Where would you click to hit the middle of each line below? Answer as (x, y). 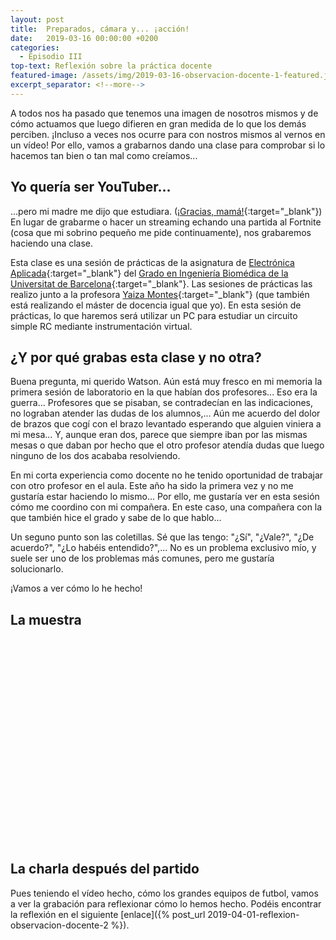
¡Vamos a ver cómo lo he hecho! (76, 588)
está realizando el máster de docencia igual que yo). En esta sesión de (156, 305)
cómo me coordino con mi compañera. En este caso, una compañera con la (166, 507)
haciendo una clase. (52, 243)
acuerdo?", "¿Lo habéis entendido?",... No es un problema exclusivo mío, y (163, 548)
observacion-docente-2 (59, 925)
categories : (35, 47)
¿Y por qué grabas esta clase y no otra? (136, 357)
